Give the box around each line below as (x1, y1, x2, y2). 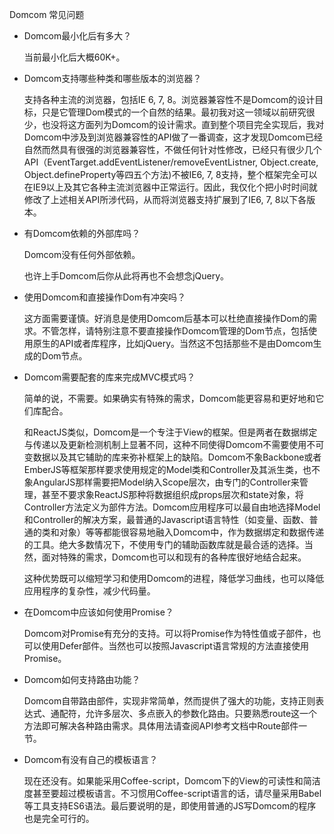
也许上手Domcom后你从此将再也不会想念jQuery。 (23, 270, 230, 282)
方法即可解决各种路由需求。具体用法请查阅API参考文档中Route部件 (23, 720, 299, 732)
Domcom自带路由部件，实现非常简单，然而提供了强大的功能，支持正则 (23, 695, 316, 707)
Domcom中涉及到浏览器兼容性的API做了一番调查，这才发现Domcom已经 (23, 131, 323, 143)
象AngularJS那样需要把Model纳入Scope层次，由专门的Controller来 (23, 476, 300, 488)
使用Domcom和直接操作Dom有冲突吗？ (23, 291, 186, 303)
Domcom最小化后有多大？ (23, 30, 132, 42)
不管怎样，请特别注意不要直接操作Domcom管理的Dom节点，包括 (41, 325, 309, 337)
